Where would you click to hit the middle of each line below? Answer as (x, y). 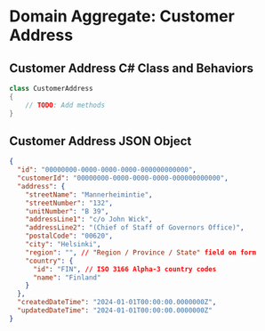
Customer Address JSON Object (100, 141)
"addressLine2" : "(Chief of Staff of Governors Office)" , (135, 228)
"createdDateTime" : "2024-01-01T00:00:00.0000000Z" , (117, 303)
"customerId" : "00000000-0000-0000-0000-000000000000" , (123, 178)
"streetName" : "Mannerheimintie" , (89, 194)
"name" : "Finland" (67, 278)
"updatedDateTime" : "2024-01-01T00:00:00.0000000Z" (115, 311)
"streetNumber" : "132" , (69, 203)
